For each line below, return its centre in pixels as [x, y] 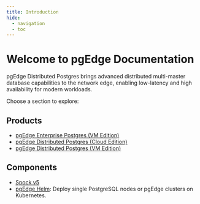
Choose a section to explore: [43, 101]
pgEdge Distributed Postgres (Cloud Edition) [71, 142]
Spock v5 [27, 182]
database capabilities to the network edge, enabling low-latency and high [99, 83]
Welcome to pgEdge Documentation [100, 59]
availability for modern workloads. [49, 89]
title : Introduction [33, 12]
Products [24, 120]
